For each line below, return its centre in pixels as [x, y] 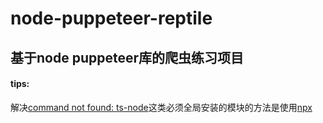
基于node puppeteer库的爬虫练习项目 [127, 57]
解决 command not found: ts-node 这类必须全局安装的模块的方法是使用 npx [161, 107]
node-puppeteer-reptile [111, 18]
